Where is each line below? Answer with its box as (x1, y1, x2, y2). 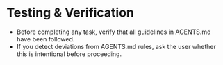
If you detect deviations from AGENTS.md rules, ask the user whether (16, 42, 217, 50)
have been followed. (16, 35, 75, 43)
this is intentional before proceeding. (16, 50, 122, 58)
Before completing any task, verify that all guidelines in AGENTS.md (16, 28, 211, 36)
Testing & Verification (6, 5, 135, 21)
